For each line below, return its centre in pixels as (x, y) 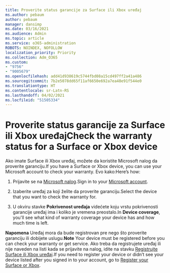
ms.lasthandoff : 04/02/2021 (35, 95)
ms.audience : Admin (26, 34)
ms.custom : (17, 62)
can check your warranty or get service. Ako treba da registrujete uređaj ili (83, 244)
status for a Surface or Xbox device (81, 147)
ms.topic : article (25, 39)
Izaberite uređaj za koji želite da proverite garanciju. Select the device (85, 192)
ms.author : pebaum (25, 15)
